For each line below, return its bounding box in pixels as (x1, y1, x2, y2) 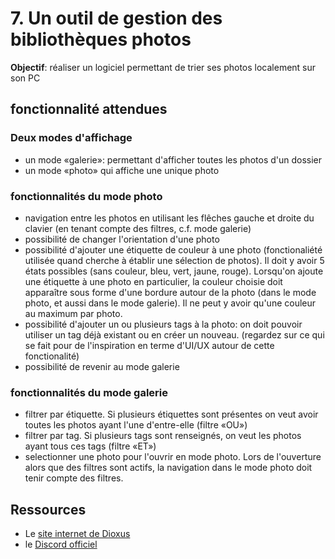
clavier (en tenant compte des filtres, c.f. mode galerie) (24, 222, 252, 234)
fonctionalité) (24, 350, 80, 362)
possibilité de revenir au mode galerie (24, 360, 180, 372)
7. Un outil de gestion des (10, 7, 223, 30)
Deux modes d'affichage (10, 131, 133, 145)
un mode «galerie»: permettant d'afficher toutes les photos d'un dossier (24, 153, 323, 166)
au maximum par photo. (24, 307, 123, 319)
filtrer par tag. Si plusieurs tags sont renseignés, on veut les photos (24, 430, 302, 442)
